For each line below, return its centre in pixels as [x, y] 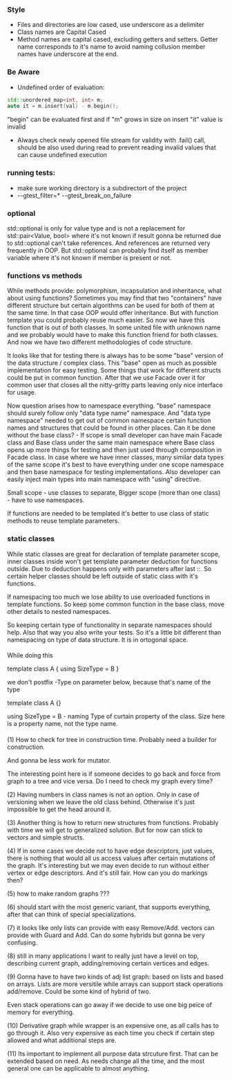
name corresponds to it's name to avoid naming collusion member [111, 47]
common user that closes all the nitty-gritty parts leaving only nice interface [115, 385]
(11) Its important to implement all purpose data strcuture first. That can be [113, 1053]
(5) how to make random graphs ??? [58, 894]
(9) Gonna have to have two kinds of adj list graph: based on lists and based [115, 977]
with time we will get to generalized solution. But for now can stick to [105, 830]
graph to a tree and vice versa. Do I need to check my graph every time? [110, 781]
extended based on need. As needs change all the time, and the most [106, 1061]
